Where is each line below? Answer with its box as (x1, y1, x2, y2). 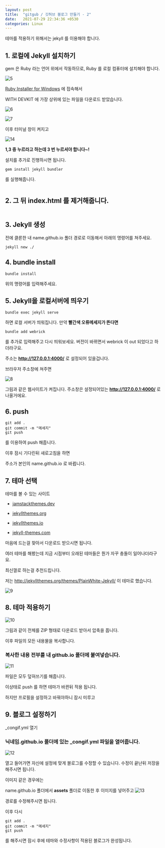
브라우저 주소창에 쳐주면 (5, 366, 52, 372)
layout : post (5, 7, 32, 12)
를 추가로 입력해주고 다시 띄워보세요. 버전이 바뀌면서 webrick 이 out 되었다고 (5, 339, 154, 345)
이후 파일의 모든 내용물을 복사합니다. (5, 637, 75, 643)
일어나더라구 (133, 550, 158, 556)
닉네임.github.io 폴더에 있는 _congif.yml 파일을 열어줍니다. (5, 738, 140, 745)
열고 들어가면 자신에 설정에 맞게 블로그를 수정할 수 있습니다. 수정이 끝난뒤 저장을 (5, 760, 160, 766)
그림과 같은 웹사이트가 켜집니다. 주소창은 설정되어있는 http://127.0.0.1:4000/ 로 (5, 386, 161, 392)
